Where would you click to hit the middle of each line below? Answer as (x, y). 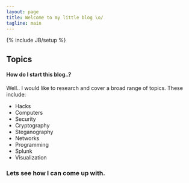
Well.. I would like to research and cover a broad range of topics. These (95, 88)
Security (25, 119)
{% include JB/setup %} (36, 40)
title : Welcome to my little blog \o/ (55, 18)
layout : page (23, 12)
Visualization (31, 157)
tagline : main (24, 23)
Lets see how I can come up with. (56, 173)
